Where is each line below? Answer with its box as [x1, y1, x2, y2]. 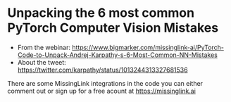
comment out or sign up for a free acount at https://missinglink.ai [7, 87, 196, 95]
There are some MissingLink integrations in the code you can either [7, 79, 203, 87]
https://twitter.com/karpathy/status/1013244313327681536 [17, 65, 188, 74]
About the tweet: [17, 58, 67, 66]
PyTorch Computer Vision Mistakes [7, 20, 219, 36]
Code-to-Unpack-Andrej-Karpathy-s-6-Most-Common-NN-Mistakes [17, 51, 218, 59]
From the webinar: [17, 43, 71, 51]
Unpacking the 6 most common [7, 5, 195, 21]
